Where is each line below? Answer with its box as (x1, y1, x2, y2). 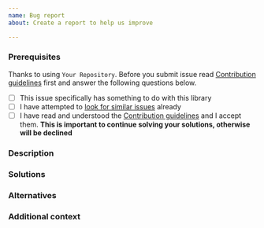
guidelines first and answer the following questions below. (8, 78, 197, 87)
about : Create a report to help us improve (8, 19, 154, 27)
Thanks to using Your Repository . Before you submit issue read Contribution (8, 69, 256, 79)
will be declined (19, 127, 73, 138)
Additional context (8, 211, 81, 222)
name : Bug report (8, 11, 65, 20)
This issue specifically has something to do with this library (19, 93, 212, 102)
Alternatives (8, 189, 57, 200)
